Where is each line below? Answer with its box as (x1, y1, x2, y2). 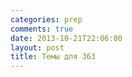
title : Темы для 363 (10, 52, 97, 62)
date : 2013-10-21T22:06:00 (10, 33, 123, 43)
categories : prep (10, 14, 83, 25)
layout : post (10, 42, 65, 53)
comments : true (10, 24, 74, 34)
